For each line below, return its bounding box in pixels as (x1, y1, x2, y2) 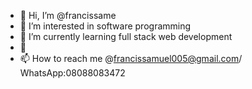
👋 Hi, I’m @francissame (19, 10, 117, 21)
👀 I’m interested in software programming (19, 20, 192, 32)
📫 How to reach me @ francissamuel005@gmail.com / (19, 53, 243, 64)
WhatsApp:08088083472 (19, 67, 126, 79)
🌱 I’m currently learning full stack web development (19, 31, 233, 42)
